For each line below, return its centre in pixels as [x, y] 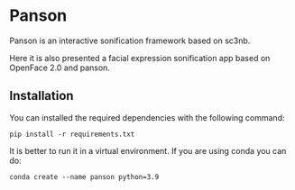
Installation [41, 96]
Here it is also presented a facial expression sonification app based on [140, 58]
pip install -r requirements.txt [72, 134]
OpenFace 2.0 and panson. [60, 68]
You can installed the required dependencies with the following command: [147, 117]
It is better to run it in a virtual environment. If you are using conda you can [148, 150]
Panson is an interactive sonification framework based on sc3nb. [130, 41]
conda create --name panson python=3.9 [84, 176]
